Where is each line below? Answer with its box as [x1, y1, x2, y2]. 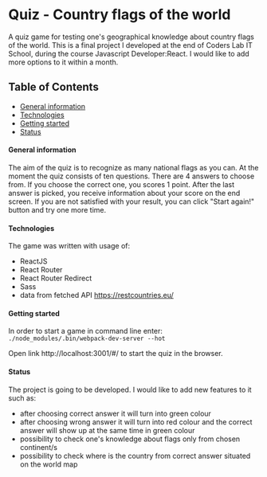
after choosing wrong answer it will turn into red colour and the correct [19, 416, 253, 427]
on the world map [19, 459, 78, 469]
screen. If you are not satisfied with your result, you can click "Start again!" [8, 197, 255, 206]
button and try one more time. [8, 205, 106, 214]
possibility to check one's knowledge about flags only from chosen [19, 434, 241, 444]
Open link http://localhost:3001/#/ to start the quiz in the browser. [8, 349, 223, 358]
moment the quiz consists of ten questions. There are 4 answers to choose [8, 171, 255, 181]
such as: [8, 393, 37, 403]
